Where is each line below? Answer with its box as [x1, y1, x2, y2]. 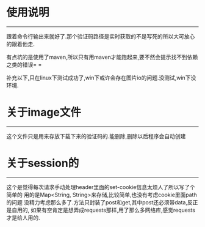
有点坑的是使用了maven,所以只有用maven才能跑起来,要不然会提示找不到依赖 [6, 53, 198, 61]
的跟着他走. [6, 40, 35, 48]
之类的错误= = [6, 61, 42, 68]
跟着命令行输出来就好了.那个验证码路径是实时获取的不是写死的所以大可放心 [6, 32, 195, 40]
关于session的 [6, 157, 79, 170]
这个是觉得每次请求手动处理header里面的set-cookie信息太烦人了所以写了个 [6, 183, 195, 190]
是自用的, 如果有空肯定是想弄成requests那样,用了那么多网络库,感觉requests [6, 206, 195, 214]
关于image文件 [6, 105, 81, 119]
